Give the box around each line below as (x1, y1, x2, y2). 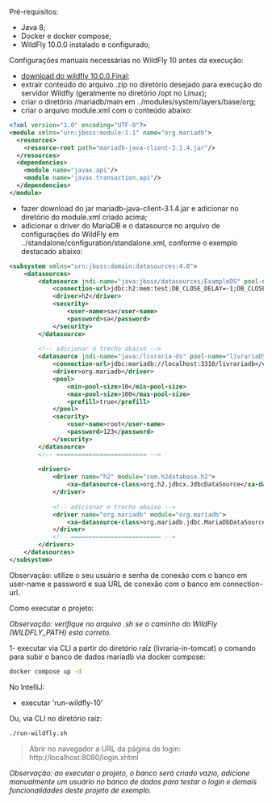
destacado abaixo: (20, 246, 83, 256)
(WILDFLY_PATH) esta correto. (9, 627, 111, 637)
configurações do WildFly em (20, 229, 119, 239)
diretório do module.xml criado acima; (20, 212, 148, 222)
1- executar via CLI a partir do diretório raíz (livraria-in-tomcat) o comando (9, 643, 257, 652)
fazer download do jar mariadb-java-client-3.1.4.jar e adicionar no (20, 203, 239, 213)
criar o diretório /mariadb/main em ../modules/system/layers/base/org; (20, 97, 257, 106)
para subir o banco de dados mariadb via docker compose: (9, 652, 207, 661)
